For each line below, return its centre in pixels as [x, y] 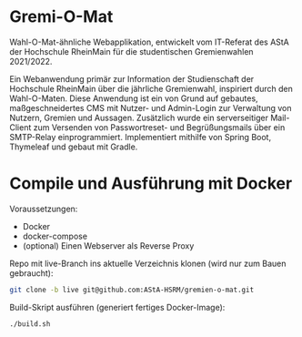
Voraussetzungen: [44, 209]
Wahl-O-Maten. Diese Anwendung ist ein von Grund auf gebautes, [134, 98]
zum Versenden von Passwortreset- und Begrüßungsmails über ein [159, 127]
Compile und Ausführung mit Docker [151, 184]
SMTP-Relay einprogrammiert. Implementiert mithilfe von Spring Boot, [140, 137]
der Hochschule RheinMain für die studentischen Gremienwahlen [131, 51]
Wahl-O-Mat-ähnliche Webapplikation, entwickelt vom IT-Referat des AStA [149, 42]
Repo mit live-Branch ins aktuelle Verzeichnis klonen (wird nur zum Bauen [148, 263]
